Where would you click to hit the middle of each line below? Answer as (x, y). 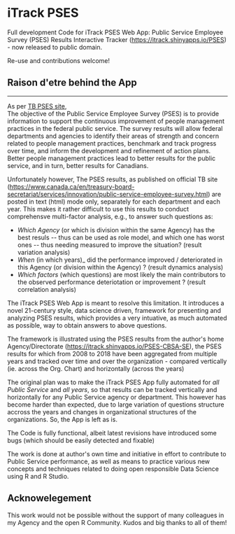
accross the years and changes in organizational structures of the (102, 412)
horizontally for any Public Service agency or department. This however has (117, 397)
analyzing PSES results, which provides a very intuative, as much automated (117, 318)
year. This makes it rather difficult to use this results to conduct (98, 209)
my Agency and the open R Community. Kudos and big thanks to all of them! (117, 522)
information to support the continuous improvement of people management (116, 121)
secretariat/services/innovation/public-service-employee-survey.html (108, 194)
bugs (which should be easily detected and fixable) (81, 440)
